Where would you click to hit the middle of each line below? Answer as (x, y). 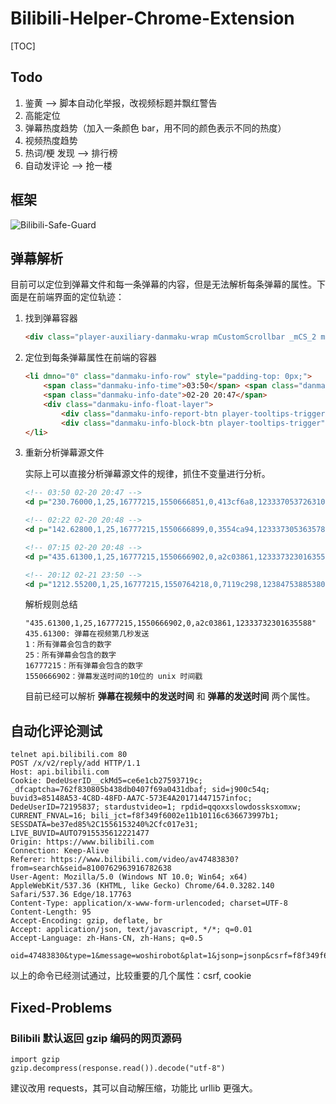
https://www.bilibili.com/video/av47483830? (145, 860)
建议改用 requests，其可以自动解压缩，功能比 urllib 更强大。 (134, 1088)
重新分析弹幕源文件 (64, 453)
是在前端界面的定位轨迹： (71, 297)
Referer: (28, 860)
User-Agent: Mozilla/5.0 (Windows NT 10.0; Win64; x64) (129, 877)
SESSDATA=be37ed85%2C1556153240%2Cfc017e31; (104, 825)
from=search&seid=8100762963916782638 (91, 868)
